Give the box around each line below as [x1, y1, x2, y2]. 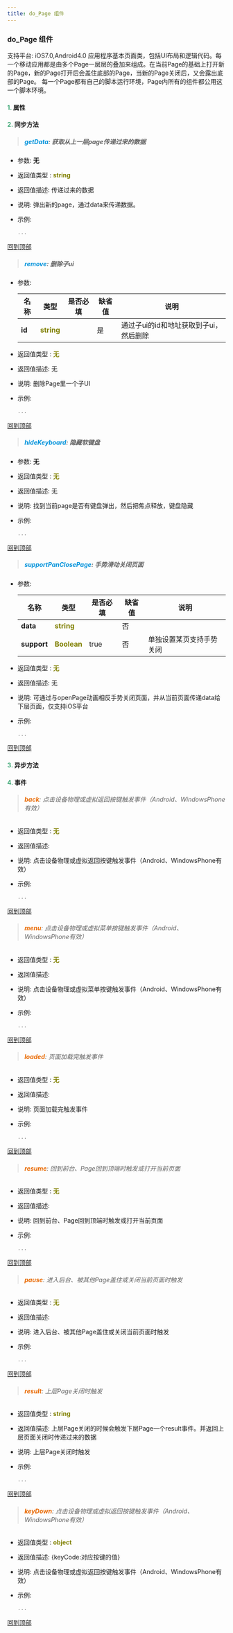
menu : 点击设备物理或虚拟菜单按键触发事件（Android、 [24, 924, 183, 932]
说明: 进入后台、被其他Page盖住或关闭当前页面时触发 [17, 1328, 170, 1336]
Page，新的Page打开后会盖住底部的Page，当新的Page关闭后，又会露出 [12, 69, 218, 77]
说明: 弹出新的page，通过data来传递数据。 [17, 200, 140, 209]
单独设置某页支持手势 [148, 634, 218, 644]
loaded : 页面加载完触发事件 [24, 1053, 103, 1061]
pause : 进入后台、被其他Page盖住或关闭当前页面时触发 [24, 1275, 183, 1284]
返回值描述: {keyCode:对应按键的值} [17, 1553, 121, 1562]
